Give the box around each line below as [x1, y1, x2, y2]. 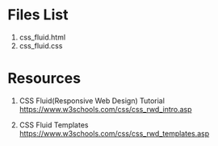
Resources [7, 69, 82, 88]
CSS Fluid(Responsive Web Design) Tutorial [19, 95, 165, 106]
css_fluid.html [19, 32, 66, 42]
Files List [7, 6, 69, 24]
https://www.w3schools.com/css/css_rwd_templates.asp [19, 128, 210, 138]
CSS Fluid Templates [19, 119, 89, 130]
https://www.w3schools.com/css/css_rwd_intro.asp [19, 104, 192, 114]
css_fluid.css [19, 40, 63, 50]
